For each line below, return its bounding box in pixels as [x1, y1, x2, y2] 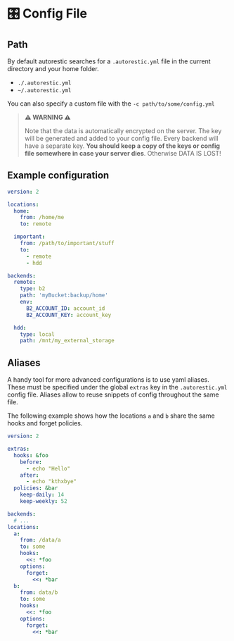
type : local [20, 330, 55, 338]
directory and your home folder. [7, 65, 100, 73]
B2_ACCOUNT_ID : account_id [25, 304, 105, 312]
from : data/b [20, 589, 58, 596]
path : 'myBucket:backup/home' [20, 292, 109, 299]
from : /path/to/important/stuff [20, 240, 115, 247]
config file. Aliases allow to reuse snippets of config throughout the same [7, 390, 219, 399]
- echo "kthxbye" [25, 478, 77, 485]
